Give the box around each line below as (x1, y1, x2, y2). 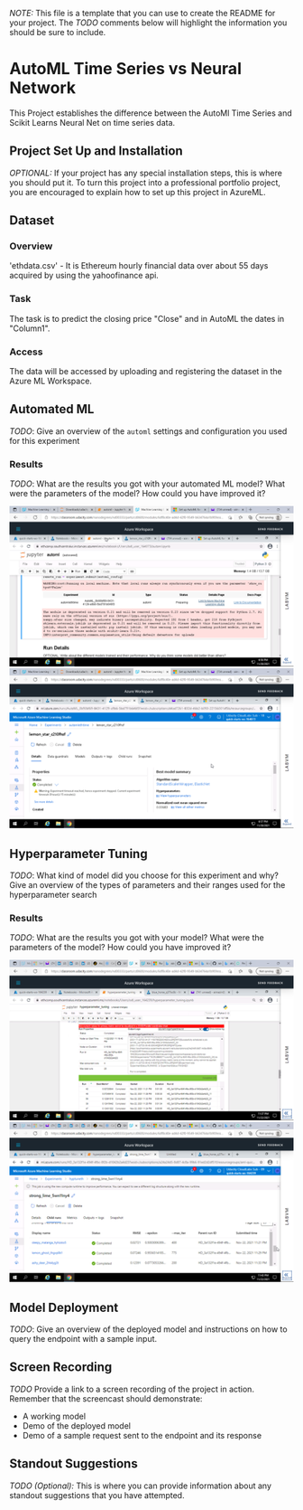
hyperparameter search (9, 889, 97, 900)
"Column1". (9, 323, 50, 334)
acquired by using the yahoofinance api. (9, 270, 160, 281)
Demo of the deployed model (22, 1420, 131, 1431)
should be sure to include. (9, 27, 106, 37)
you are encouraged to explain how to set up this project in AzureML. (9, 186, 266, 197)
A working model (22, 1411, 87, 1421)
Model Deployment (9, 1299, 119, 1315)
